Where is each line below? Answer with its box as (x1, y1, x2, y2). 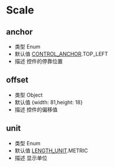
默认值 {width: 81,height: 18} (14, 98, 83, 105)
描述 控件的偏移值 (14, 106, 58, 113)
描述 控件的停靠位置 (14, 58, 63, 64)
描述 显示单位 (14, 154, 48, 161)
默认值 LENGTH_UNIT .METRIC (14, 147, 88, 154)
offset (6, 75, 29, 85)
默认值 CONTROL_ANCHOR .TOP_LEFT (14, 50, 109, 57)
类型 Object (14, 91, 43, 98)
